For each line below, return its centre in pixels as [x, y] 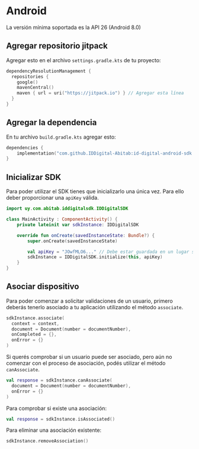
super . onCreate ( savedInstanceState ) [73, 241]
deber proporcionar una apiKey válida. [52, 198]
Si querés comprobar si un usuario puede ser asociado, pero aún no [89, 357]
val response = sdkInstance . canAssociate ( [59, 380]
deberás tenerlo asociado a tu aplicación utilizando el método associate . [95, 307]
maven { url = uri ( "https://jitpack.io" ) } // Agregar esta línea [100, 93]
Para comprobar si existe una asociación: [57, 408]
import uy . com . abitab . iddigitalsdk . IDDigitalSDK [67, 209]
